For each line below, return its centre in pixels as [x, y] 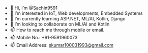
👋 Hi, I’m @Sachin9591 [34, 8]
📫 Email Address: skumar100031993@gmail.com [62, 45]
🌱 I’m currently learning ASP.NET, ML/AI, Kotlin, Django [68, 19]
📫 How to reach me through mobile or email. [57, 30]
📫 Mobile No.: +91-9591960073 [44, 37]
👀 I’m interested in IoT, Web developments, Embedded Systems [76, 13]
